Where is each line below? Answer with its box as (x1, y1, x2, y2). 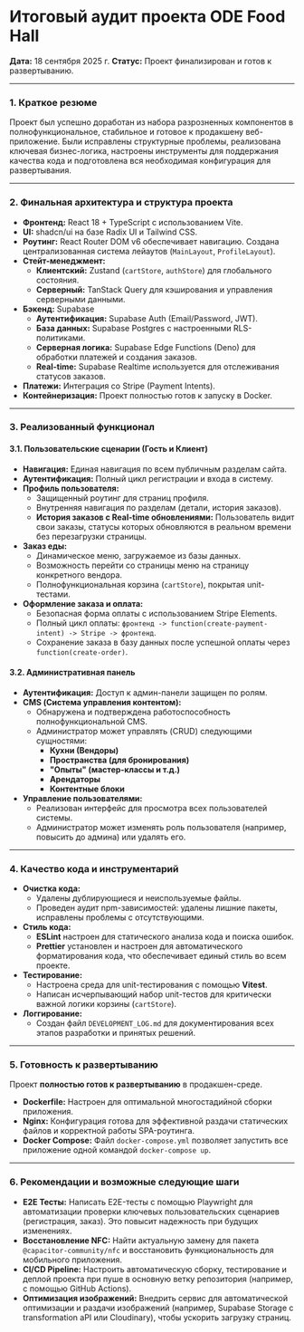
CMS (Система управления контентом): (22, 696, 182, 707)
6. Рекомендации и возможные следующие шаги (9, 1175, 240, 1188)
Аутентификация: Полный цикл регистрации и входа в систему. (22, 473, 274, 484)
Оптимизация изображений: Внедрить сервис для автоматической (22, 1292, 288, 1303)
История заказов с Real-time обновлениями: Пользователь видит (35, 512, 295, 522)
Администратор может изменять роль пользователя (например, (35, 821, 287, 832)
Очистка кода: (22, 883, 81, 894)
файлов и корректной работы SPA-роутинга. (22, 1126, 195, 1136)
